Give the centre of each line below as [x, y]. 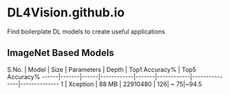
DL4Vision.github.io [66, 13]
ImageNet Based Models [61, 53]
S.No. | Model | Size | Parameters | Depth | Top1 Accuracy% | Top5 [102, 69]
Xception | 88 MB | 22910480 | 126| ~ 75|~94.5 [135, 84]
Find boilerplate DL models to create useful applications [86, 31]
